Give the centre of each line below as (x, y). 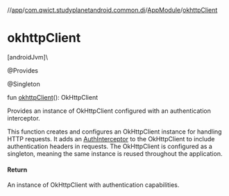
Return (17, 170)
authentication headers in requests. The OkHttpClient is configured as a (110, 146)
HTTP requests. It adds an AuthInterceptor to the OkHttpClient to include (111, 139)
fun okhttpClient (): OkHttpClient (53, 97)
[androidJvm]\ (28, 57)
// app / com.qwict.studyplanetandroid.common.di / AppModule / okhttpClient (112, 10)
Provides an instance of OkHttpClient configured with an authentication (109, 111)
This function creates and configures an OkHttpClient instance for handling (114, 132)
